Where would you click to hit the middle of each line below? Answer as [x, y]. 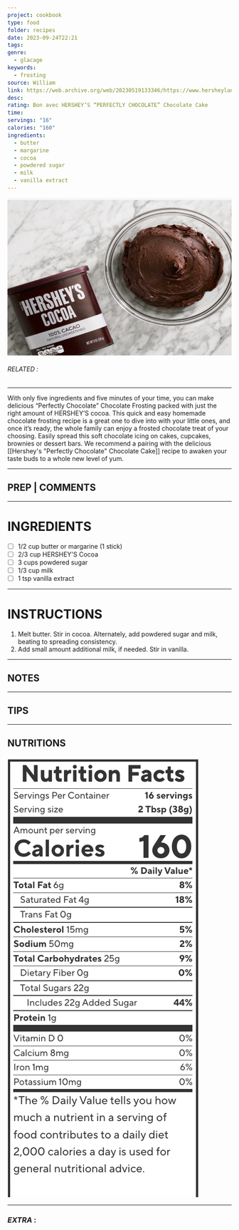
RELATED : [23, 369]
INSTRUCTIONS [55, 615]
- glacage [28, 61]
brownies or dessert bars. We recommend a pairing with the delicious [110, 443]
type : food [23, 22]
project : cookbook [34, 15]
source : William [31, 83]
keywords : [22, 68]
